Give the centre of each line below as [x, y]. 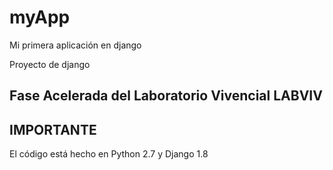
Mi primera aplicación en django [75, 45]
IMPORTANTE [53, 129]
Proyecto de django [50, 64]
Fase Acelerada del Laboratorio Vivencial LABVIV [166, 96]
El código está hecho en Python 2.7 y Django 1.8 [109, 154]
